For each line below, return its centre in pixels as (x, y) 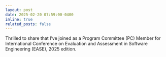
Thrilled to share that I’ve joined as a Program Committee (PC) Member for (83, 38)
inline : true (19, 19)
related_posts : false (28, 24)
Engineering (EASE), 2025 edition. (41, 49)
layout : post (19, 10)
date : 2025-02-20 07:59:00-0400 (39, 15)
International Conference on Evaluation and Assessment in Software (77, 44)
